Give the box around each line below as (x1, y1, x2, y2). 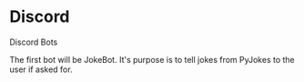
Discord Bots (9, 36, 58, 47)
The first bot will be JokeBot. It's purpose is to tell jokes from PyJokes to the (9, 54, 296, 65)
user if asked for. (9, 64, 73, 75)
